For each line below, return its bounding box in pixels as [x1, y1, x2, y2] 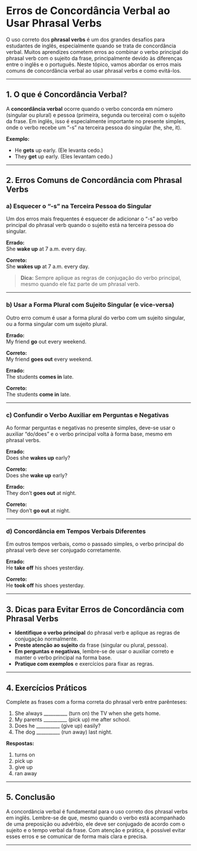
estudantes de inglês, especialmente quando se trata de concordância [6, 42, 176, 49]
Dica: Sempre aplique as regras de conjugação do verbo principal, [20, 274, 182, 282]
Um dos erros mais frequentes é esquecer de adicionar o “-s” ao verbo [6, 215, 178, 222]
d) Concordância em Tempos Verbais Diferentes [6, 527, 146, 535]
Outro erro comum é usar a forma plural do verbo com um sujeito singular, [6, 314, 186, 321]
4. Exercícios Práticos [6, 683, 87, 693]
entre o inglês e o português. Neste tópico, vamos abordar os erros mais [6, 60, 182, 68]
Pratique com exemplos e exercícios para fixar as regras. [14, 660, 154, 667]
